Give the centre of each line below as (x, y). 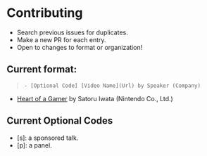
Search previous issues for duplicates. (72, 32)
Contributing (45, 13)
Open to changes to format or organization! (80, 47)
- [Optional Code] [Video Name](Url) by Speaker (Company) (112, 86)
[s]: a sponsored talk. (48, 138)
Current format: (42, 69)
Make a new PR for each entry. (61, 39)
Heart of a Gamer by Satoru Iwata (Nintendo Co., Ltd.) (95, 98)
